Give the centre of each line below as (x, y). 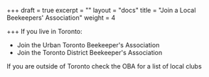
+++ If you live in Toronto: (44, 31)
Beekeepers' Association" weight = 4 (61, 18)
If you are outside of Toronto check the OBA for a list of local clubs (104, 66)
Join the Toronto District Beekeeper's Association (90, 53)
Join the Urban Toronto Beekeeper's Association (88, 45)
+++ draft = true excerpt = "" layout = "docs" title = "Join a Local (101, 10)
